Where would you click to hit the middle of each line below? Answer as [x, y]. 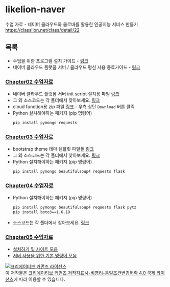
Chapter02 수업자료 [29, 81]
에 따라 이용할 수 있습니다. [39, 279]
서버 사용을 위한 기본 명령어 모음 [45, 256]
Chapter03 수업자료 [29, 137]
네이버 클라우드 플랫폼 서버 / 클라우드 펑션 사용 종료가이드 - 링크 [76, 67]
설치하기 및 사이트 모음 [35, 249]
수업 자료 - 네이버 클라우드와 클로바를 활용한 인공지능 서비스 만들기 [72, 24]
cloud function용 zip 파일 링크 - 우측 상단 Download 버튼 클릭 [74, 107]
